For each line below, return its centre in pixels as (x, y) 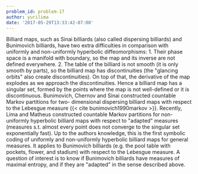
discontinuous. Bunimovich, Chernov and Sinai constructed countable (91, 96)
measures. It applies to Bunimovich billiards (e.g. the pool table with (88, 146)
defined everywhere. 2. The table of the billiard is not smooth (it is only (92, 64)
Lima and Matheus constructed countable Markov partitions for (83, 114)
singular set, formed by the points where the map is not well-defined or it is (98, 90)
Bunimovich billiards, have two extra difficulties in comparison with (87, 45)
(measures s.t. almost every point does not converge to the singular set (93, 127)
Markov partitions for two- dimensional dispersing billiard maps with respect (99, 102)
